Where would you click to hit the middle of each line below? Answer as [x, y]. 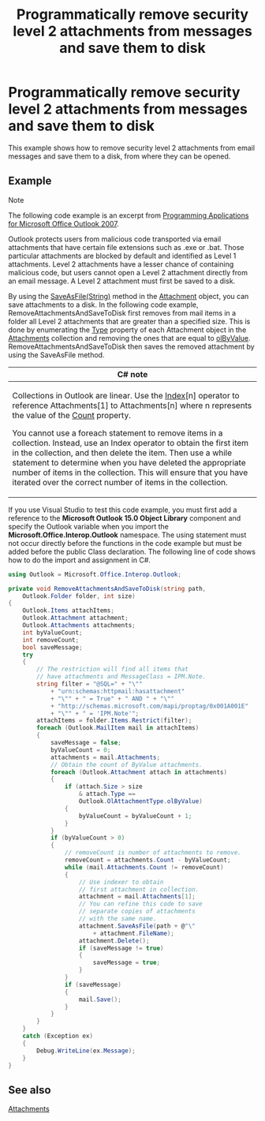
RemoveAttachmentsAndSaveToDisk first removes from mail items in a [122, 312]
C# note [132, 374]
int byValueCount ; [52, 633]
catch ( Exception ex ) [58, 1036]
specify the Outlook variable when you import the [89, 526]
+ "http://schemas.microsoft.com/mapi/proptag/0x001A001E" [149, 706]
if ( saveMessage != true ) [121, 948]
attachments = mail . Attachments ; [105, 757]
